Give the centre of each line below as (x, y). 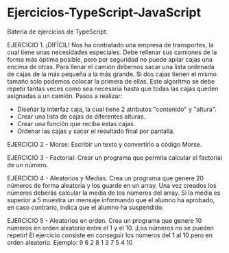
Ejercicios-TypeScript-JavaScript (104, 13)
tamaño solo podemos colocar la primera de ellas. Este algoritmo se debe (111, 81)
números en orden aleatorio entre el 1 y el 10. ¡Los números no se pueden (111, 228)
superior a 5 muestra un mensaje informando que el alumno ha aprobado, (111, 200)
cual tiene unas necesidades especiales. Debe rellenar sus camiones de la (112, 52)
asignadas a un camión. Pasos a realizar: (65, 96)
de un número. (28, 165)
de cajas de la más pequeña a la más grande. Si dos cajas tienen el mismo (112, 74)
